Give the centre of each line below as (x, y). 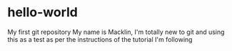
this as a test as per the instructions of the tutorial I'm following (100, 39)
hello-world (43, 12)
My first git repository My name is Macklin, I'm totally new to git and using (116, 32)
